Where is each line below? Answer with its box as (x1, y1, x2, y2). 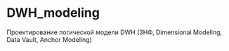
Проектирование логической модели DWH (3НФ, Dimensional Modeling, (6, 28, 223, 36)
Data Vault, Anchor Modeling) (6, 35, 92, 43)
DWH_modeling (6, 5, 100, 21)
